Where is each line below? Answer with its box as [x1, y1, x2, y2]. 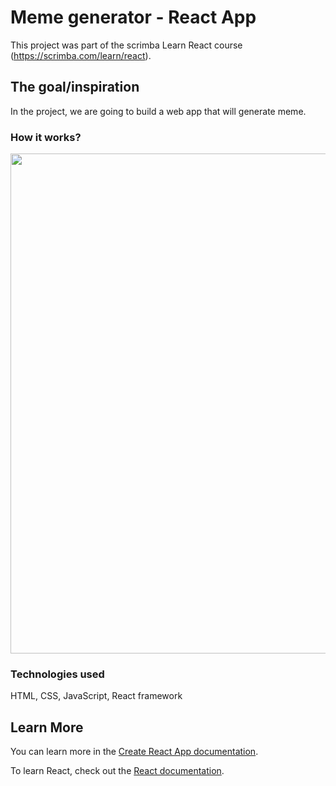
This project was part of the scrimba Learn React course [10, 39, 243, 51]
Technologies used [10, 667, 105, 681]
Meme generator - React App [10, 6, 257, 29]
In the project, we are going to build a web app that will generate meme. [10, 105, 307, 117]
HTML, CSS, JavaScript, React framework [10, 690, 183, 702]
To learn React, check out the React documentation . [10, 765, 225, 777]
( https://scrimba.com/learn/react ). [10, 49, 152, 61]
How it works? [10, 130, 82, 144]
